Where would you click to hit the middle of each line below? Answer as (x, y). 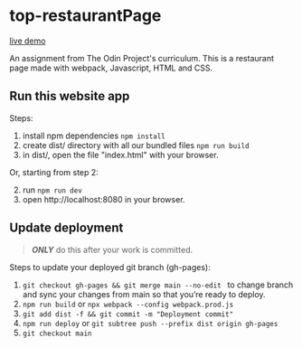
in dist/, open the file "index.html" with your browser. (120, 155)
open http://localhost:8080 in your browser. (104, 199)
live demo (28, 41)
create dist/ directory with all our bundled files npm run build (136, 145)
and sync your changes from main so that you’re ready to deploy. (144, 294)
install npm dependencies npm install (94, 136)
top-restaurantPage (85, 16)
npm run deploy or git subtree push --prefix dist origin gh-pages (150, 323)
